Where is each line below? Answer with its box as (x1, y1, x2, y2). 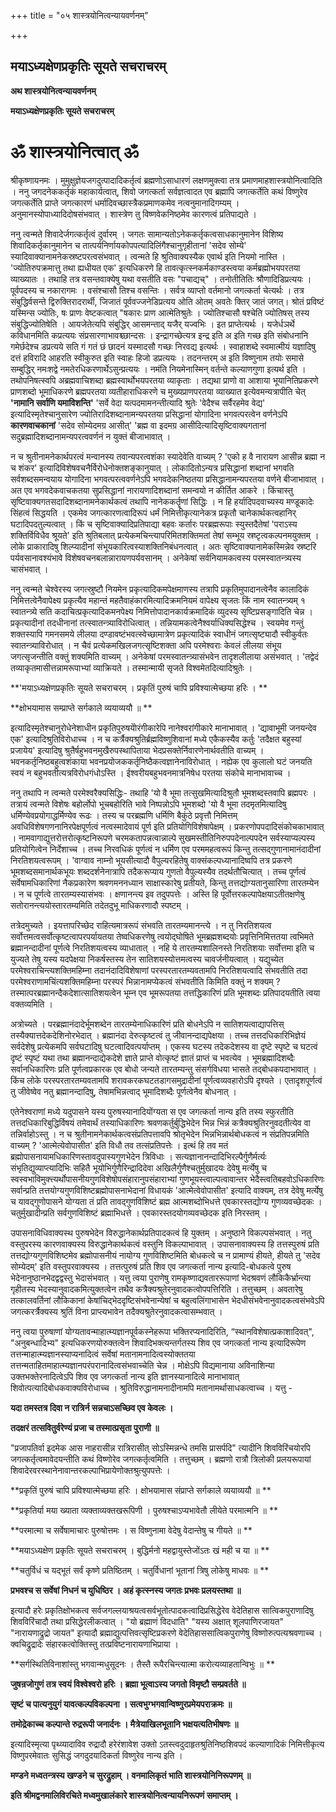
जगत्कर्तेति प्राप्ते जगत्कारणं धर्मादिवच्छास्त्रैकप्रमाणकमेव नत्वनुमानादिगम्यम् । (10, 196, 240, 209)
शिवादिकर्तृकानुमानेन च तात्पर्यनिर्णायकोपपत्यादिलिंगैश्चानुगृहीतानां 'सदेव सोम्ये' (10, 239, 247, 251)
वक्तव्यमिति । (10, 998, 53, 1010)
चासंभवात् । (10, 563, 49, 575)
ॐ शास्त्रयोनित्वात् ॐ (10, 141, 139, 163)
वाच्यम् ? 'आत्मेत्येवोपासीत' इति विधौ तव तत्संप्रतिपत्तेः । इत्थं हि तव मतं (10, 1139, 229, 1151)
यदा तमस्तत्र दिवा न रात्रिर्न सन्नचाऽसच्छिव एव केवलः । (10, 1401, 174, 1414)
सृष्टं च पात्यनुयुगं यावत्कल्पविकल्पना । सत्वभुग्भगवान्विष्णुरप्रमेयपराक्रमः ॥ (10, 1698, 233, 1710)
